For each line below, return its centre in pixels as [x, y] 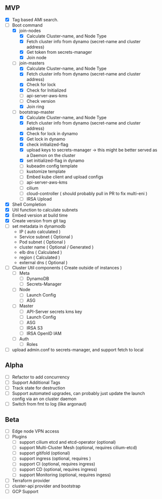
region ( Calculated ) [40, 257]
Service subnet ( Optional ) [46, 237]
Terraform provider [31, 480]
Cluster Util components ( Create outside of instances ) [67, 268]
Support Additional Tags [36, 382]
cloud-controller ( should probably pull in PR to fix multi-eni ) [87, 193]
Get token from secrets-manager [59, 52]
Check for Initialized [46, 90]
